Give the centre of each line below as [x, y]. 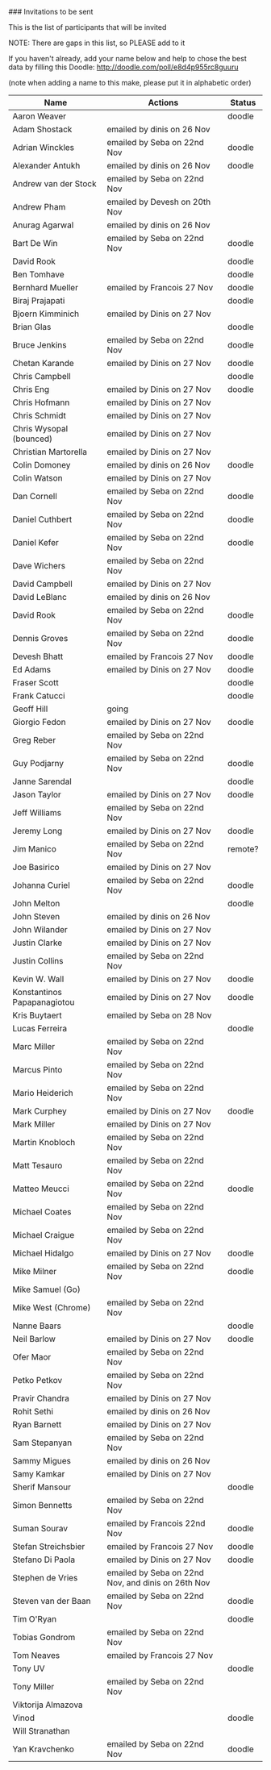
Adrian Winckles [44, 147]
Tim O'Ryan [35, 1619]
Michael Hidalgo [43, 1253]
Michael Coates [42, 1212]
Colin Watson [38, 478]
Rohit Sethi [33, 1412]
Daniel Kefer [35, 542]
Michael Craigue [44, 1235]
